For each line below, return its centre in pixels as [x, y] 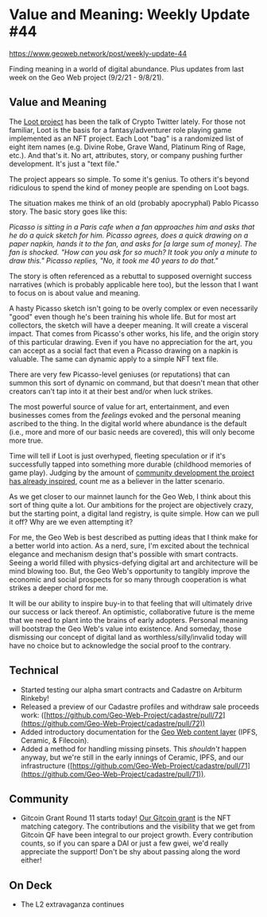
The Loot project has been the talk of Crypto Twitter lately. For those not [127, 122]
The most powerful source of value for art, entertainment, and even [119, 406]
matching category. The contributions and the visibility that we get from [138, 826]
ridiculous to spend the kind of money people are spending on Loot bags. [129, 188]
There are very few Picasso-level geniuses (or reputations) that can [120, 374]
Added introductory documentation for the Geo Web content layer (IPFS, [139, 732]
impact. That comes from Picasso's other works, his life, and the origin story [134, 333]
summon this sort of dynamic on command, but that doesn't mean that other [134, 382]
